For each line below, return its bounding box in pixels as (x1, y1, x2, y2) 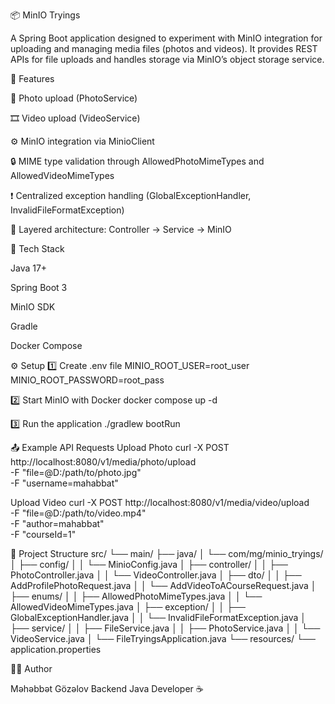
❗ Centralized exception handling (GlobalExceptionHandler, (10, 190, 252, 201)
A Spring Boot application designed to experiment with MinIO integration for (10, 32, 323, 44)
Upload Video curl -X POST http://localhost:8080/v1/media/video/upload (10, 497, 310, 508)
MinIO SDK (10, 301, 56, 313)
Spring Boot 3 (10, 282, 68, 293)
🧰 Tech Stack (10, 243, 65, 254)
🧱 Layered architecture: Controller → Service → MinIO (10, 224, 232, 235)
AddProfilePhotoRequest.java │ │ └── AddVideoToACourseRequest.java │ (10, 580, 317, 591)
